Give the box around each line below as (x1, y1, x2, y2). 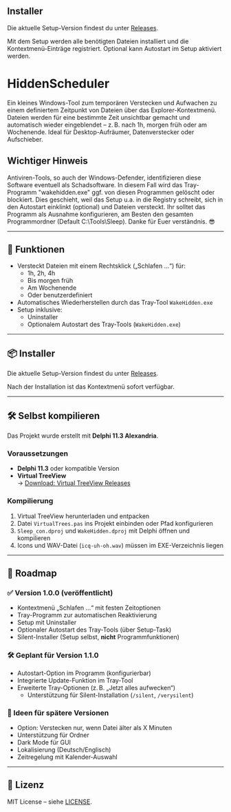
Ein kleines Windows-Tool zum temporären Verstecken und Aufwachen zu (7, 98, 217, 107)
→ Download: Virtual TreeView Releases (16, 479, 131, 487)
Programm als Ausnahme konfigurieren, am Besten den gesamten (7, 210, 194, 218)
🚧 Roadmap (7, 567, 57, 579)
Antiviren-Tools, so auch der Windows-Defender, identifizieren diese (7, 173, 201, 182)
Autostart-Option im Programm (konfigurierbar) (16, 669, 151, 677)
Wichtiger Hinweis (7, 155, 88, 167)
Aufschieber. (7, 135, 43, 143)
